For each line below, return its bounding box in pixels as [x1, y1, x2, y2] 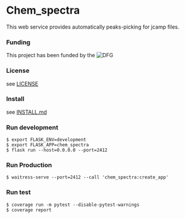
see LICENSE [6, 80, 39, 87]
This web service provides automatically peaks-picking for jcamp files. [6, 23, 180, 30]
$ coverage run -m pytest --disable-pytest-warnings [6, 202, 140, 208]
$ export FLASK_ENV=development [6, 137, 86, 143]
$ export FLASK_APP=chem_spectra [6, 142, 89, 148]
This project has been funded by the [6, 52, 95, 59]
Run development [6, 123, 58, 132]
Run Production [6, 161, 52, 170]
